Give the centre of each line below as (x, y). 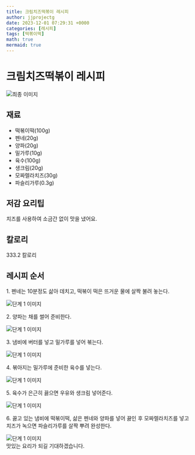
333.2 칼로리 (22, 255)
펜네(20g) (27, 138)
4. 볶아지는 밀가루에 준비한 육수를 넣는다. (54, 368)
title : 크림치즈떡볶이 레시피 (37, 12)
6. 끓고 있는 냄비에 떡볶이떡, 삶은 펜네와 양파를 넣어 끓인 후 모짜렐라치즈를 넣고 (98, 419)
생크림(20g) (29, 167)
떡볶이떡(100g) (33, 130)
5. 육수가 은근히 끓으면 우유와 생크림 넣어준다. (60, 393)
